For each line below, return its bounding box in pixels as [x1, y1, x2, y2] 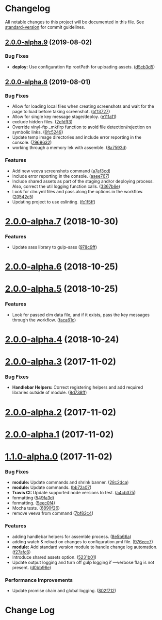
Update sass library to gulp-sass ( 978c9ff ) [12, 244, 97, 250]
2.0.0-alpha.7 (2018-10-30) [5, 216, 119, 227]
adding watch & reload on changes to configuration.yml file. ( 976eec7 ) [12, 538, 153, 544]
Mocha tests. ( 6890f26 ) [12, 505, 60, 511]
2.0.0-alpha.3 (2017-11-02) [5, 356, 116, 367]
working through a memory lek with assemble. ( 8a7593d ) [12, 145, 127, 151]
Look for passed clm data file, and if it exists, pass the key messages [12, 312, 150, 318]
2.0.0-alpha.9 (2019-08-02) [5, 38, 92, 47]
